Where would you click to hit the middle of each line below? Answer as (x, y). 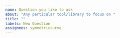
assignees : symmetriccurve (33, 28)
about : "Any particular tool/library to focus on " (60, 14)
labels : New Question (28, 23)
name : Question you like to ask (39, 10)
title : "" (16, 19)
